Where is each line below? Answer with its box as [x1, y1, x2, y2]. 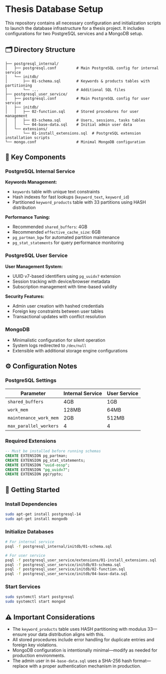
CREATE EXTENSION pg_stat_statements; [5, 458, 85, 463]
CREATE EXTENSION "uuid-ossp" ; [5, 462, 70, 468]
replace [12, 663, 28, 669]
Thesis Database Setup [5, 3, 103, 15]
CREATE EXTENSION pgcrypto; [5, 472, 64, 477]
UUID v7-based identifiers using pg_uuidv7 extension [12, 273, 121, 279]
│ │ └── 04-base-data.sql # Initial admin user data [5, 122, 133, 127]
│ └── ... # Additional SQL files [5, 87, 126, 92]
